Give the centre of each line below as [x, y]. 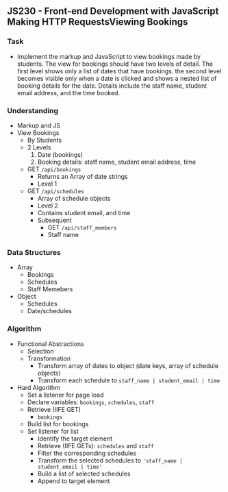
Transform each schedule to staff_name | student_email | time [129, 380]
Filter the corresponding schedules [87, 453]
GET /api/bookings [54, 169]
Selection [40, 351]
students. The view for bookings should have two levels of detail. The [115, 64]
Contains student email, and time [84, 212]
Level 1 [47, 184]
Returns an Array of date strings [83, 176]
